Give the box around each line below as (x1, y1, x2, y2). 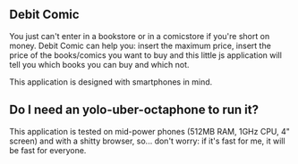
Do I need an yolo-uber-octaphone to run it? (9, 102, 260, 118)
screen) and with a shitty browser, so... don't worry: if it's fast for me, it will (9, 135, 285, 146)
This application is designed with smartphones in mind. (9, 76, 213, 87)
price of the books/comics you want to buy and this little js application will (9, 49, 282, 61)
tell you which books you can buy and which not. (9, 59, 190, 70)
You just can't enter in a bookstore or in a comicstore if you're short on (9, 30, 270, 41)
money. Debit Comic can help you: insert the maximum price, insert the (9, 40, 271, 51)
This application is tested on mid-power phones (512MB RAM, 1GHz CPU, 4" (9, 126, 291, 136)
